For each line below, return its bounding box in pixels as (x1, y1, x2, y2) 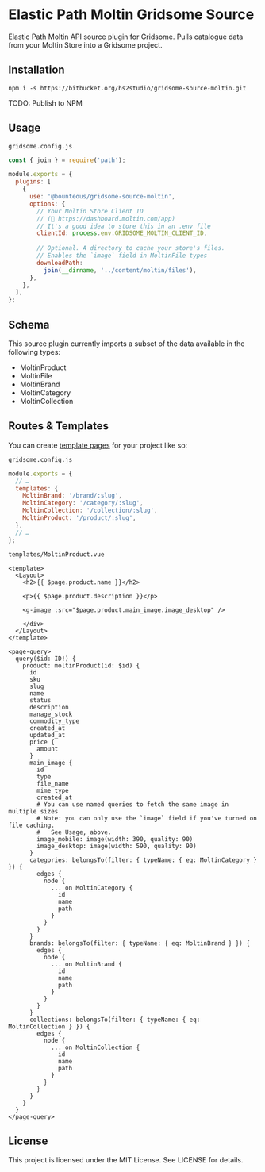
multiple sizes (8, 807, 59, 815)
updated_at (29, 731, 66, 739)
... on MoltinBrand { (50, 960, 123, 968)
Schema (8, 317, 50, 331)
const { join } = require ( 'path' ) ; (8, 156, 126, 164)
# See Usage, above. (36, 828, 112, 836)
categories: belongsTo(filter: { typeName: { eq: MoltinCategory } (29, 855, 258, 864)
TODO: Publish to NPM (8, 98, 83, 108)
